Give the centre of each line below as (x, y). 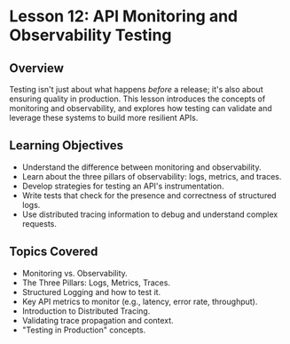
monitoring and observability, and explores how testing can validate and (141, 108)
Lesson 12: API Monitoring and (123, 16)
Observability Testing (90, 35)
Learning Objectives (67, 145)
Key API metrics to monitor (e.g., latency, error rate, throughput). (140, 301)
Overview (37, 68)
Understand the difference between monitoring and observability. (141, 167)
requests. (39, 223)
